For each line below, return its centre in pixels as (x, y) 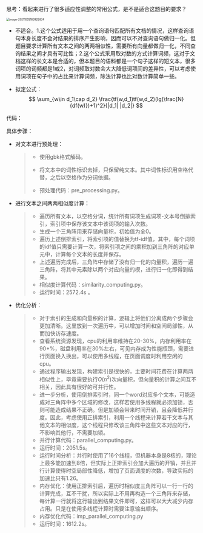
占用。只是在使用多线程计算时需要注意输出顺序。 (100, 508)
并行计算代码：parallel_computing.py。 (88, 440)
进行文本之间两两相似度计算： (52, 203)
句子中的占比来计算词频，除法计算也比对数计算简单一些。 (108, 76)
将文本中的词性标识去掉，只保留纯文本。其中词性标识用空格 (114, 170)
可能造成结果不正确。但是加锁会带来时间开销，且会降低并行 (119, 409)
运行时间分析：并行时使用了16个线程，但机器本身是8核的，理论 (118, 455)
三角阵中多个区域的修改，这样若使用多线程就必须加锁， (119, 402)
